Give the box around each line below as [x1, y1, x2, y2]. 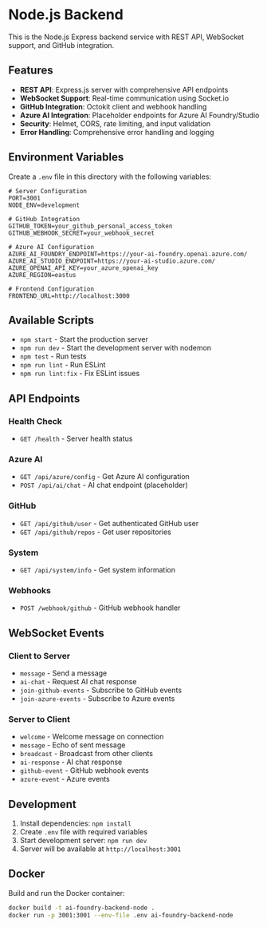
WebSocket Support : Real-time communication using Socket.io [19, 93, 230, 103]
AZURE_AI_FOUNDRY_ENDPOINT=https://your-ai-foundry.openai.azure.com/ [8, 250, 248, 258]
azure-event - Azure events [19, 774, 110, 784]
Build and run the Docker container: [8, 888, 125, 897]
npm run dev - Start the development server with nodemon [19, 343, 212, 353]
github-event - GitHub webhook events [19, 766, 150, 775]
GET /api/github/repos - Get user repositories [19, 527, 171, 537]
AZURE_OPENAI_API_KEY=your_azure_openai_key [8, 263, 159, 272]
